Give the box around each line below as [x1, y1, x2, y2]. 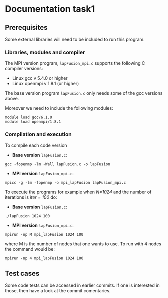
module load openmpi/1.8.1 [5, 119, 61, 124]
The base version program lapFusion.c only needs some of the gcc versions [5, 90, 163, 96]
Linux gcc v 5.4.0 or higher [12, 75, 68, 81]
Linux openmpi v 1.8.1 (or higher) [12, 81, 79, 87]
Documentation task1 [5, 3, 95, 15]
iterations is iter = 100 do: [5, 194, 57, 200]
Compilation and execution [5, 131, 72, 138]
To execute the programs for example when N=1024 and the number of [5, 189, 152, 195]
